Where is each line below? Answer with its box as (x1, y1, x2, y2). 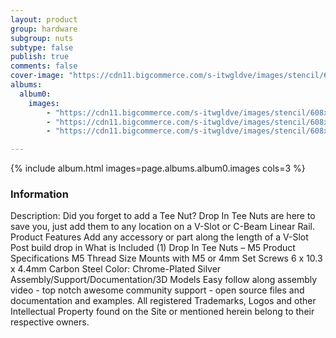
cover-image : (10, 71, 65, 81)
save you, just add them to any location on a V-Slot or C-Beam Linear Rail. (10, 221, 316, 233)
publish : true (10, 52, 70, 62)
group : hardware (10, 24, 78, 34)
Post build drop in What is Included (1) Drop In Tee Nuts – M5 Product (10, 242, 296, 254)
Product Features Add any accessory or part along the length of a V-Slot (10, 231, 309, 243)
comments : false (10, 61, 78, 71)
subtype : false (10, 42, 74, 53)
